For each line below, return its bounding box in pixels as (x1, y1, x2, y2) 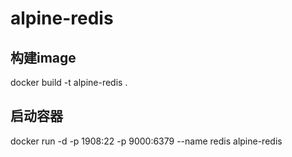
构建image (10, 49, 77, 66)
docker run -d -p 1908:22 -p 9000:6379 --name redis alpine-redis (10, 135, 283, 147)
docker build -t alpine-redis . (10, 77, 128, 88)
